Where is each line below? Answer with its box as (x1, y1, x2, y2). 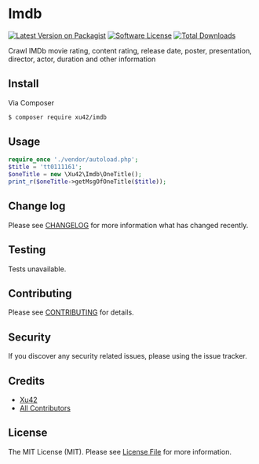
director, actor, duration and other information (8, 54, 156, 64)
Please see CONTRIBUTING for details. (8, 307, 135, 317)
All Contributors (19, 403, 71, 413)
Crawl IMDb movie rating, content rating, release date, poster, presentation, (8, 46, 253, 55)
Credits (8, 374, 46, 388)
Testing (8, 243, 46, 256)
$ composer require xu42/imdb (8, 113, 108, 121)
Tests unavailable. (8, 264, 67, 274)
